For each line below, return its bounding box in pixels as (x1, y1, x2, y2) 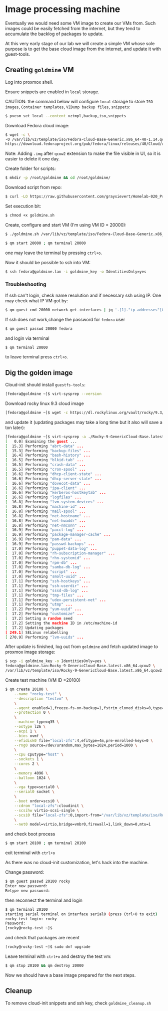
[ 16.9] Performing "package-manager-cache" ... (5, 532, 111, 537)
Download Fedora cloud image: (5, 122, 70, 128)
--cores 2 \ (14, 761, 39, 766)
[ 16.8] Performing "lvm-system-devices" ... (5, 500, 104, 505)
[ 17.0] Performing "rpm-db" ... (5, 560, 77, 565)
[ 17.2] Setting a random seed (5, 616, 72, 621)
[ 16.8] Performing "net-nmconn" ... (5, 523, 86, 528)
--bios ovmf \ (14, 733, 43, 738)
